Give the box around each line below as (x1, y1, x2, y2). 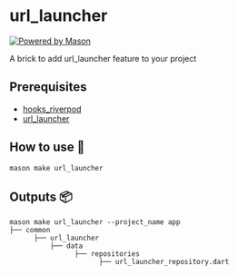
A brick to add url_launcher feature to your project (9, 53, 197, 64)
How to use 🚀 (9, 140, 85, 155)
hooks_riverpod (22, 103, 82, 114)
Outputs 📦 (9, 189, 73, 204)
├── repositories (74, 250, 141, 259)
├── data (49, 241, 84, 250)
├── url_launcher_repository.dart (98, 258, 230, 267)
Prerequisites (9, 79, 87, 95)
